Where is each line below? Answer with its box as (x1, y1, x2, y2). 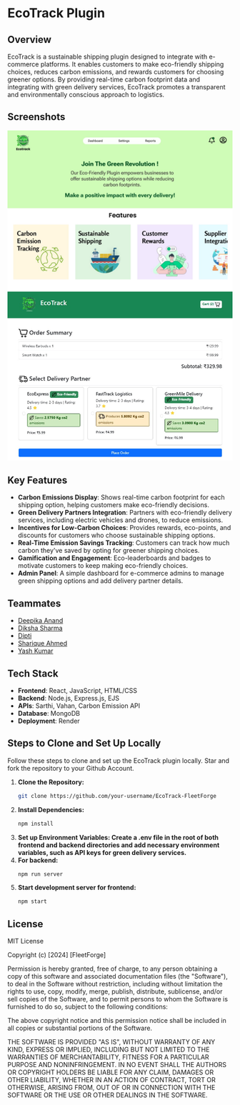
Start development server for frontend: (17, 884, 136, 892)
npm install (17, 820, 54, 827)
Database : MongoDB (17, 709, 81, 717)
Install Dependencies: (17, 805, 84, 814)
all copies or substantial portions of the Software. (7, 1024, 152, 1033)
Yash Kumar (17, 646, 54, 655)
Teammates (7, 597, 61, 609)
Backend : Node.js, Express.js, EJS (17, 694, 120, 702)
